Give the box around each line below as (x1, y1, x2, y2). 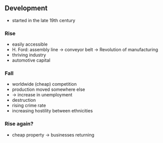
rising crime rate (12, 102, 46, 108)
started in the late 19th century (12, 17, 76, 23)
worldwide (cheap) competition (12, 81, 77, 87)
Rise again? (5, 120, 34, 127)
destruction (12, 97, 36, 103)
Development (5, 4, 48, 13)
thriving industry (12, 52, 46, 58)
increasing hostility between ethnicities (12, 108, 93, 114)
